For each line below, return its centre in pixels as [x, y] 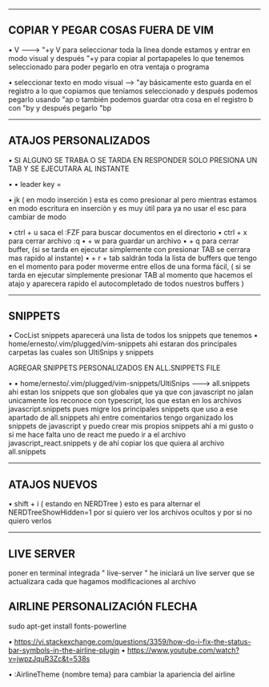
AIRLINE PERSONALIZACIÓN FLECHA [103, 607]
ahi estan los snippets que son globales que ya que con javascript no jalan [131, 392]
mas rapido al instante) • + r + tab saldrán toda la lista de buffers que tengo [133, 258]
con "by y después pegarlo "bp [60, 108]
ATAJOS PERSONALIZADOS [79, 141]
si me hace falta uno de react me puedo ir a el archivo [97, 435]
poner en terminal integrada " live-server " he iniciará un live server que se [131, 573]
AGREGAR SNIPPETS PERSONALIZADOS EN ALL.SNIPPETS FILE [114, 368]
